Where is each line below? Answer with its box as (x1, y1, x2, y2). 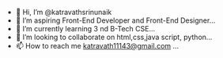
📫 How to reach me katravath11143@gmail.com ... (15, 42, 180, 50)
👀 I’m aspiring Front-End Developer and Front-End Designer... (15, 16, 216, 25)
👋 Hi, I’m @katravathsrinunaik (15, 8, 112, 16)
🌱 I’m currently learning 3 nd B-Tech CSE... (15, 24, 156, 33)
